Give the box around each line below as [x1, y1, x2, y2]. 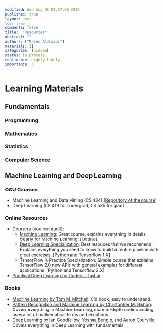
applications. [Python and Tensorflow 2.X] [19, 267, 105, 273]
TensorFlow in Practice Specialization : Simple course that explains [19, 257, 153, 263]
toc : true [5, 21, 25, 26]
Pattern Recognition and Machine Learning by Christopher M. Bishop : [12, 301, 153, 307]
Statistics [5, 143, 28, 150]
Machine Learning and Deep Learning [5, 171, 122, 180]
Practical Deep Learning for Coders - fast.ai [12, 273, 100, 279]
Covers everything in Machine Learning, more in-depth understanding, [12, 307, 155, 312]
